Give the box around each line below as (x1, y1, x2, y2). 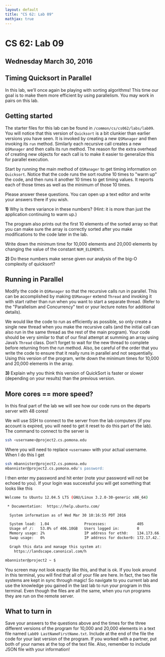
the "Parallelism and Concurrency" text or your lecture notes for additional (5, 304, 156, 310)
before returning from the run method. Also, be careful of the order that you (5, 345, 158, 351)
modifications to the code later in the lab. (5, 231, 88, 237)
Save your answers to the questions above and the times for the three (5, 620, 146, 626)
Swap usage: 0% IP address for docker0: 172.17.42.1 (9, 536, 162, 541)
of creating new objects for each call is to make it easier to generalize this (5, 151, 155, 157)
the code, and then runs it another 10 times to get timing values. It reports (5, 176, 154, 182)
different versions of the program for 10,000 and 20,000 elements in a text (5, 625, 156, 631)
